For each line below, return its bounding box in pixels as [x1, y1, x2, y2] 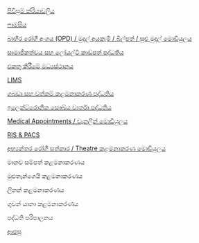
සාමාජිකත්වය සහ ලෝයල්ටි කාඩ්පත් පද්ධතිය [7, 48, 124, 56]
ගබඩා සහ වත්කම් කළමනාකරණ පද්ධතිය [7, 89, 114, 97]
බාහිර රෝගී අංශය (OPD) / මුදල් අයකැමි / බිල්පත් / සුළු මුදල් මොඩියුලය [7, 35, 192, 42]
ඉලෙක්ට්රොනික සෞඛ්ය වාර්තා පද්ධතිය [7, 103, 112, 111]
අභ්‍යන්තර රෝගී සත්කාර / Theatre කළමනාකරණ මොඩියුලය [7, 144, 166, 152]
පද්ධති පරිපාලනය [7, 213, 53, 222]
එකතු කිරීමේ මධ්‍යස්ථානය [7, 62, 74, 70]
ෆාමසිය [7, 21, 27, 28]
